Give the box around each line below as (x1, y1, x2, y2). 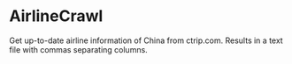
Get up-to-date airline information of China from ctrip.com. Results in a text (9, 35, 283, 46)
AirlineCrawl (9, 6, 104, 26)
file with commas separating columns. (9, 44, 148, 54)
